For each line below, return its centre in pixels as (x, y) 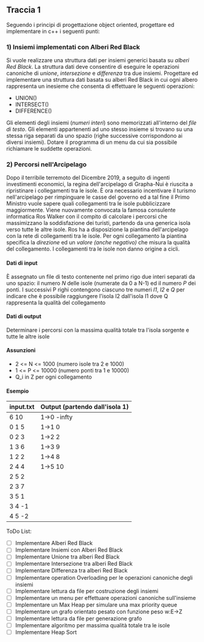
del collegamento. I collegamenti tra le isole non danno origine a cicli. (93, 249)
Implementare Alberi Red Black (54, 543)
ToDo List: (19, 531)
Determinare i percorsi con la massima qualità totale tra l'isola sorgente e (98, 330)
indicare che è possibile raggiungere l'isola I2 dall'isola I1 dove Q (87, 296)
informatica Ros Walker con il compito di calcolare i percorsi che (87, 216)
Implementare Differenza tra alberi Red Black (71, 571)
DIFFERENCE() (33, 111)
